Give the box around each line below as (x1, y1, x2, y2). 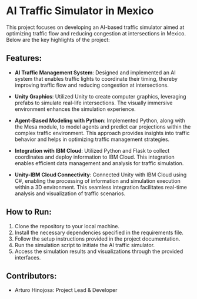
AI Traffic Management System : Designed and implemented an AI (14, 69, 176, 76)
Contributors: (6, 271, 57, 281)
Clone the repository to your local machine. (14, 222, 119, 229)
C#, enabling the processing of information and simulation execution (14, 177, 181, 184)
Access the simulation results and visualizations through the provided (14, 248, 183, 255)
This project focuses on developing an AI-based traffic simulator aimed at (6, 24, 185, 31)
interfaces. (14, 254, 41, 261)
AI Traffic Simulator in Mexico (6, 4, 154, 18)
